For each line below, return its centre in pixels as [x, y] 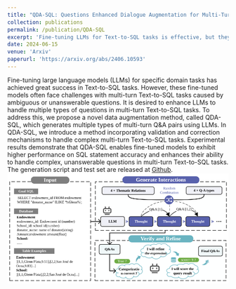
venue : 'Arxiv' [29, 52]
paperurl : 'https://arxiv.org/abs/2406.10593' [77, 60]
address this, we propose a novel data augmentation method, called [105, 117]
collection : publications [45, 22]
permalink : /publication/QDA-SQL [56, 29]
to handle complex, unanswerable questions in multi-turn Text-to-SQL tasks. [118, 162]
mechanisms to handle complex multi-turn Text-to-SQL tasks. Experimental [117, 140]
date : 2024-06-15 [33, 45]
